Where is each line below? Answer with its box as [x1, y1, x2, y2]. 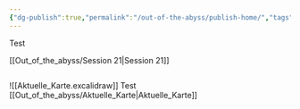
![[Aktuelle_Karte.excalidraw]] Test [9, 80, 137, 90]
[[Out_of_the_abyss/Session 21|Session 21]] [9, 54, 170, 65]
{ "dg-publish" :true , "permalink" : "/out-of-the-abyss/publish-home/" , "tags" [9, 13, 294, 22]
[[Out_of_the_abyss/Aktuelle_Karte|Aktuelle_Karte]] [9, 89, 198, 100]
